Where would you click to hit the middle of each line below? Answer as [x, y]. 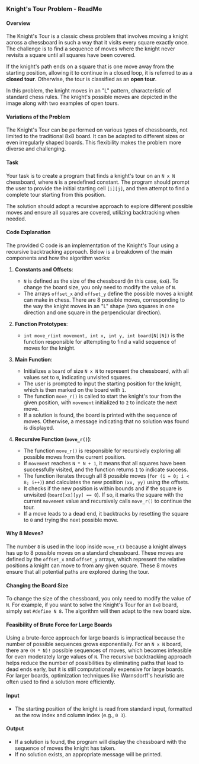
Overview [18, 23]
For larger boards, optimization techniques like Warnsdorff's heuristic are [95, 676]
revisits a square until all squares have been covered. [71, 55]
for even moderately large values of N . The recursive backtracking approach [99, 657]
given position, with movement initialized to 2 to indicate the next [100, 402]
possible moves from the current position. [75, 457]
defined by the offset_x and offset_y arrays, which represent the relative [96, 559]
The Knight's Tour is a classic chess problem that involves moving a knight [97, 36]
